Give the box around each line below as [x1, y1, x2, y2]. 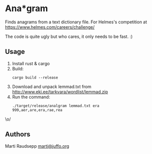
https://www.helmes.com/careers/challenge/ [5, 24, 95, 30]
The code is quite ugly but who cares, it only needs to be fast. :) [5, 34, 133, 39]
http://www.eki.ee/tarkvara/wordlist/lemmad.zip [12, 88, 108, 95]
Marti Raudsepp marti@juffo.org [5, 143, 69, 149]
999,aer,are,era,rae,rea [12, 107, 63, 112]
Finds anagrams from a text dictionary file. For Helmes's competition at [5, 19, 147, 25]
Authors [5, 130, 31, 138]
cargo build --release [12, 75, 58, 80]
